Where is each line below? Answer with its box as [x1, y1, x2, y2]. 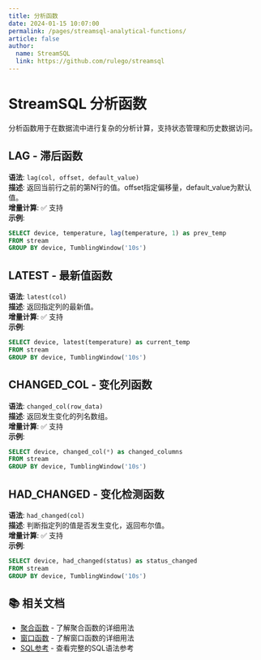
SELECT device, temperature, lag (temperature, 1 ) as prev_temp [8, 229, 227, 237]
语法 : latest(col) [8, 291, 67, 301]
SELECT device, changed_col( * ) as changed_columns [8, 447, 183, 455]
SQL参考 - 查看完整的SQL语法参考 [19, 643, 135, 654]
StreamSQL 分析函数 [8, 95, 148, 114]
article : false [8, 34, 60, 43]
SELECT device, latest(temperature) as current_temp [8, 339, 190, 347]
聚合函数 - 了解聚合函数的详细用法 [19, 623, 135, 633]
